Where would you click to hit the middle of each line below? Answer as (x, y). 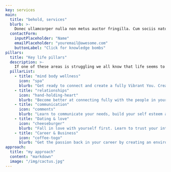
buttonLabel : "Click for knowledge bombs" (60, 48)
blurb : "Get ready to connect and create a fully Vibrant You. (87, 85)
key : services (20, 10)
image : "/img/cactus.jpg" (37, 161)
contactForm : (24, 34)
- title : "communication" (42, 105)
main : (11, 15)
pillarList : (23, 72)
